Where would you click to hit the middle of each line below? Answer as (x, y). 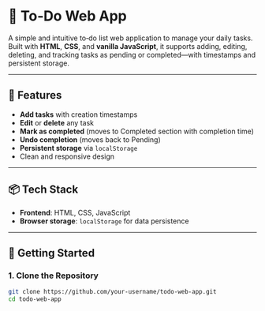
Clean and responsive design (67, 156)
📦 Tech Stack (43, 190)
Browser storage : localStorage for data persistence (104, 221)
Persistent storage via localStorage (78, 148)
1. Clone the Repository (53, 275)
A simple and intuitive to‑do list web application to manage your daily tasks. (131, 38)
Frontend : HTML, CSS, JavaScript (75, 212)
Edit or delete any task (57, 122)
